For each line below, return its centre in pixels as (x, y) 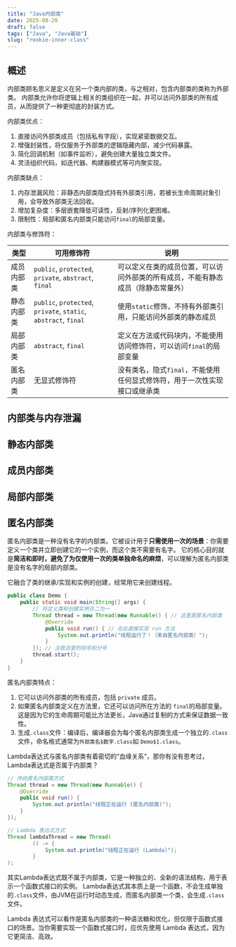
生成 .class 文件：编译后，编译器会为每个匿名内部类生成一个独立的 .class (123, 732)
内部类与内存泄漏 (44, 418)
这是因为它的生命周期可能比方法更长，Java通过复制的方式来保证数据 (117, 714)
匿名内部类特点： (32, 682)
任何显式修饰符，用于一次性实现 (170, 380)
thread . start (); (56, 655)
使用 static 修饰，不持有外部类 (167, 306)
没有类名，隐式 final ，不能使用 (169, 369)
